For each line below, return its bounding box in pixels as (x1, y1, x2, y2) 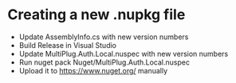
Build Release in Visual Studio (18, 40, 117, 49)
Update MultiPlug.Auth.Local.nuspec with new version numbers (18, 49, 229, 58)
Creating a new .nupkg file (7, 6, 186, 24)
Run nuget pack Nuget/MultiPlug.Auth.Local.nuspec (18, 57, 191, 67)
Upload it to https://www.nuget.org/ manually (18, 65, 168, 75)
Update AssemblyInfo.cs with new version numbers (18, 32, 189, 41)
